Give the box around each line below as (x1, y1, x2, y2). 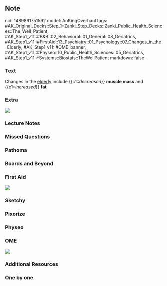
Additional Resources (5, 261, 58, 268)
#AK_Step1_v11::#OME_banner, (23, 44, 86, 50)
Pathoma (5, 147, 27, 154)
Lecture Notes (5, 120, 40, 127)
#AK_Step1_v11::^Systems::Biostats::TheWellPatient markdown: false (5, 55, 145, 61)
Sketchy (5, 197, 26, 204)
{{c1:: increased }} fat (5, 84, 47, 90)
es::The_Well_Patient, (5, 28, 49, 34)
